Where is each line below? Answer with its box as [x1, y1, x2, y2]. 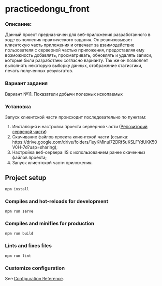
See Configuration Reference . [5, 276, 64, 282]
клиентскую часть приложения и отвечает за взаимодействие [5, 42, 134, 48]
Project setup [5, 174, 47, 182]
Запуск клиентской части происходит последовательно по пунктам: [5, 114, 147, 120]
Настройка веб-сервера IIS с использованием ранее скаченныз [12, 150, 146, 155]
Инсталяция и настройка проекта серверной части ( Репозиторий [12, 124, 147, 130]
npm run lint [5, 253, 31, 258]
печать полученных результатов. [5, 68, 74, 74]
